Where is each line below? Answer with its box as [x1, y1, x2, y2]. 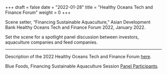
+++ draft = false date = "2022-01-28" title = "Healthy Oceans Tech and [5, 4, 153, 10]
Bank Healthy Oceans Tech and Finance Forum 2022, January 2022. [5, 24, 146, 30]
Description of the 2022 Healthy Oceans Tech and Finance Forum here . [5, 54, 152, 59]
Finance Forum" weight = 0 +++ [5, 9, 71, 15]
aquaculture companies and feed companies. [5, 39, 98, 45]
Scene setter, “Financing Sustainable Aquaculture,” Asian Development [5, 19, 151, 25]
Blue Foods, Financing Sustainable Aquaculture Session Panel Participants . [5, 63, 159, 69]
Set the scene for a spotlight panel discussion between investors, [5, 34, 139, 40]
